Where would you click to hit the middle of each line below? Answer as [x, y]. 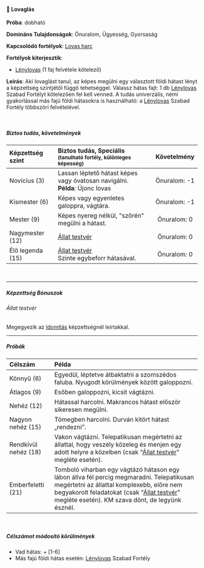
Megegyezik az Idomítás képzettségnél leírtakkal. [68, 327]
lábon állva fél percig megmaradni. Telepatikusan [124, 477]
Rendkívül [23, 444]
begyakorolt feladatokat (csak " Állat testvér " [117, 492]
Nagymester [27, 233]
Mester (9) [25, 219]
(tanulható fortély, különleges [94, 158]
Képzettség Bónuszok [35, 293]
